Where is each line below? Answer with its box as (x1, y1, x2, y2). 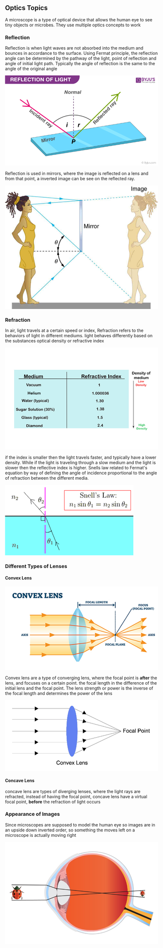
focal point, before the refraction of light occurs (5, 799, 101, 805)
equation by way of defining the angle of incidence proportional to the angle (5, 470, 157, 476)
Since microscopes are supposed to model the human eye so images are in (5, 822, 155, 827)
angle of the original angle (5, 66, 57, 72)
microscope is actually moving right (5, 832, 77, 838)
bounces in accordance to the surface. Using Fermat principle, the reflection (5, 51, 158, 56)
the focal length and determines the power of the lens (5, 690, 113, 696)
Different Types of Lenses (5, 563, 67, 570)
